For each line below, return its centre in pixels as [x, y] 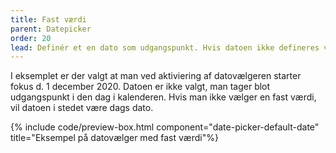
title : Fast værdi [48, 19]
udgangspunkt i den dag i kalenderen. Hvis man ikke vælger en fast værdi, [163, 97]
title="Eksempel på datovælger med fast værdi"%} [114, 138]
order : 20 [31, 38]
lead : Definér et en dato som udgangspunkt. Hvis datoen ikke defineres [165, 47]
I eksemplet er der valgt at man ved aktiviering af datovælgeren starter [156, 76]
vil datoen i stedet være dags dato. [82, 108]
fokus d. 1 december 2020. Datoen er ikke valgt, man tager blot [140, 87]
